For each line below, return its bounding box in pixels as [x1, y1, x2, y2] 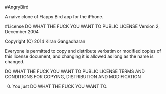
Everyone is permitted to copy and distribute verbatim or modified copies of [5, 48, 161, 54]
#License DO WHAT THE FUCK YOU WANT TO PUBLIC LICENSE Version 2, [5, 23, 160, 29]
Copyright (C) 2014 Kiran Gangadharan [5, 38, 86, 44]
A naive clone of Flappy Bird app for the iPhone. [5, 14, 104, 19]
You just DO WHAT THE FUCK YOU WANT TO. [12, 83, 108, 89]
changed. [5, 59, 25, 64]
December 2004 [5, 29, 39, 34]
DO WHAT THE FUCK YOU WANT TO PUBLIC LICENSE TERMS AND [5, 68, 145, 74]
